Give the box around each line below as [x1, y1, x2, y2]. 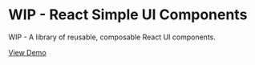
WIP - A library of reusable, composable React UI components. [8, 32, 217, 42]
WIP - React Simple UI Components [8, 6, 248, 24]
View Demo [8, 47, 47, 57]
